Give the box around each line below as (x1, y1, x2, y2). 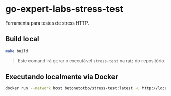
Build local (5, 35, 39, 43)
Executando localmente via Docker (5, 73, 118, 81)
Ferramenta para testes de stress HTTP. (5, 20, 89, 26)
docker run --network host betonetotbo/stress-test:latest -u (5, 86, 140, 91)
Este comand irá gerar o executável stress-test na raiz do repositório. (17, 57, 166, 64)
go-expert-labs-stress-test (5, 3, 124, 15)
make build (5, 48, 28, 54)
